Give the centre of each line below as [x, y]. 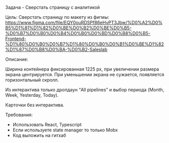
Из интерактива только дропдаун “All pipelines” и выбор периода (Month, [85, 90]
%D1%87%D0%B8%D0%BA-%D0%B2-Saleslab [56, 49]
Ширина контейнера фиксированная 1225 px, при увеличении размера [82, 69]
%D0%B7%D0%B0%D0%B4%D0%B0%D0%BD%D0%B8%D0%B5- [78, 33]
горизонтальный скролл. [32, 80]
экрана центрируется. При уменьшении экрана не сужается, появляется [85, 75]
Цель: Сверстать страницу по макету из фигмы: [57, 17]
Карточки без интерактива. [35, 105]
